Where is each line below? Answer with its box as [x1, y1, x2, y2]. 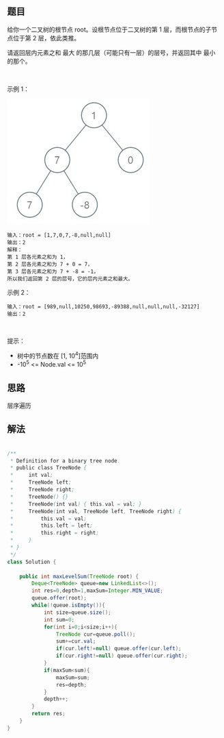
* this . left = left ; [10, 522, 94, 529]
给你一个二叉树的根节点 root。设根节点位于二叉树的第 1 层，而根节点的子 [7, 25, 212, 34]
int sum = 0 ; [43, 616, 75, 623]
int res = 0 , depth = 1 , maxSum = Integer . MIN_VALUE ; [31, 587, 164, 594]
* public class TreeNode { [10, 465, 87, 471]
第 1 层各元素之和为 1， [7, 254, 68, 260]
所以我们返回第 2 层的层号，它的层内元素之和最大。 [7, 275, 133, 282]
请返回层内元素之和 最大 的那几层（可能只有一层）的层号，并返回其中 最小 [7, 48, 216, 56]
